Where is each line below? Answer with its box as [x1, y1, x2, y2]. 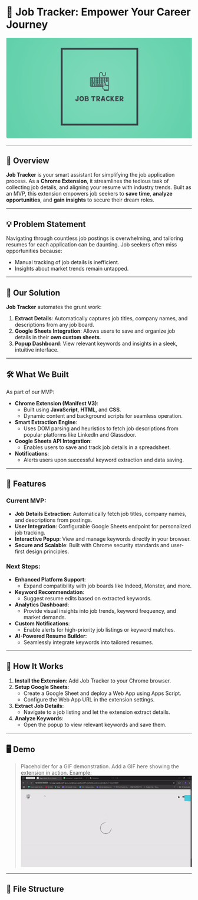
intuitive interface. [14, 346, 59, 353]
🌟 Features [6, 479, 47, 489]
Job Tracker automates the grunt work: [6, 304, 102, 311]
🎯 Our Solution [6, 288, 61, 298]
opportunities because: [6, 248, 62, 255]
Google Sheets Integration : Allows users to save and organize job [14, 327, 176, 334]
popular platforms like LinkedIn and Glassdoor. [23, 431, 137, 438]
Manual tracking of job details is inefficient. [14, 259, 120, 266]
